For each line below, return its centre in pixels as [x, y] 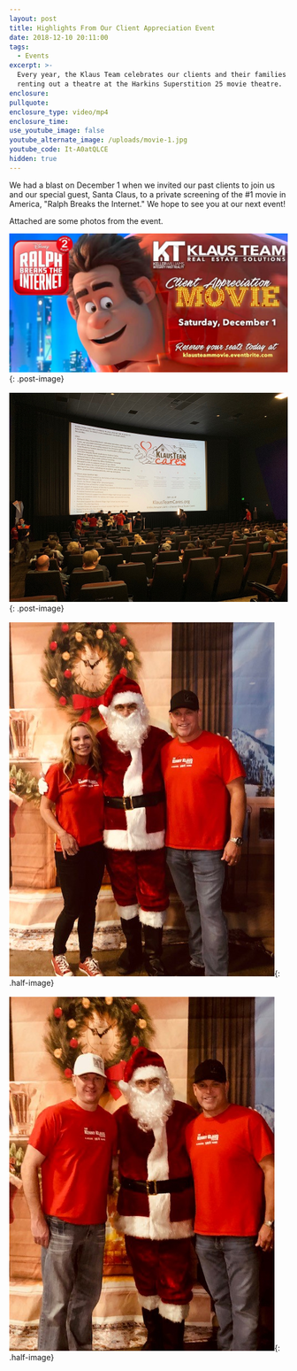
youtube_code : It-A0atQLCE [59, 150]
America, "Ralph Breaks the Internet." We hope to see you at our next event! [147, 204]
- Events [33, 56]
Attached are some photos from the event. [86, 220]
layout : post [33, 19]
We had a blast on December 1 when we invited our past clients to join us [142, 185]
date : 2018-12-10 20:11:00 [59, 37]
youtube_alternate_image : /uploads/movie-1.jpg [99, 140]
